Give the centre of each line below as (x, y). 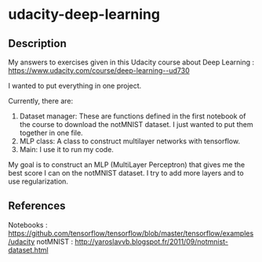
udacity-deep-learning (84, 15)
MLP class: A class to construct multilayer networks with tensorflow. (130, 141)
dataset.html (28, 249)
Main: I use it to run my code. (66, 149)
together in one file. (51, 133)
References (37, 206)
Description (37, 44)
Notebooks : (28, 224)
